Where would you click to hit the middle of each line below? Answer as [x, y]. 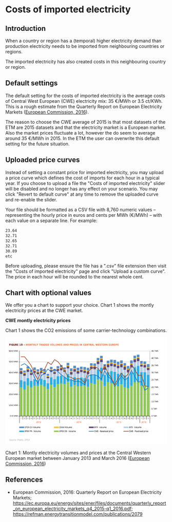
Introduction [26, 29]
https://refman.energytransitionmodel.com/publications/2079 [78, 514]
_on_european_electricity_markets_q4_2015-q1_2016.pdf [72, 508]
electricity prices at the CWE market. [44, 311]
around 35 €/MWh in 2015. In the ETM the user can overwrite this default [82, 138]
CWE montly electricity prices [38, 321]
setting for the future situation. [37, 144]
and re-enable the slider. [31, 199]
